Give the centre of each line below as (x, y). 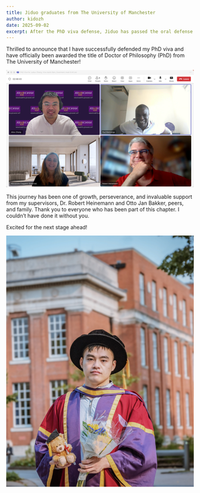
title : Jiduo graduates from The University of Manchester (81, 13)
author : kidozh (25, 19)
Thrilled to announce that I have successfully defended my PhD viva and (95, 49)
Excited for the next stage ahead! (47, 227)
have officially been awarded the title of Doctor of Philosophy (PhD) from (96, 55)
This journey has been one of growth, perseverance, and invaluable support (99, 197)
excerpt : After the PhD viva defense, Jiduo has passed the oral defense (100, 32)
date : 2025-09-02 (28, 25)
